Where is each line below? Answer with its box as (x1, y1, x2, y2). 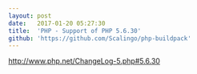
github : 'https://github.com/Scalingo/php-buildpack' (8, 34, 192, 43)
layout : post (8, 11, 52, 20)
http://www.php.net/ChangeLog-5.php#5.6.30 (8, 56, 160, 66)
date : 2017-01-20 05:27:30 (8, 19, 106, 27)
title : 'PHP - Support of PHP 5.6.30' (8, 27, 142, 35)
